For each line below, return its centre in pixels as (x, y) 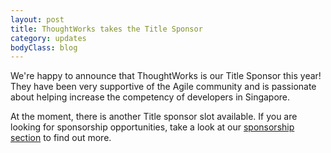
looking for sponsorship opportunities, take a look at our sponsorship (152, 127)
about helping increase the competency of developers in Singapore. (150, 97)
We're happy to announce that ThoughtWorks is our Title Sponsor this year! (166, 76)
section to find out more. (61, 138)
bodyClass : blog (44, 47)
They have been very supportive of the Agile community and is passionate (163, 87)
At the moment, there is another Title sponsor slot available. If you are (154, 117)
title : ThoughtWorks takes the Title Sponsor (106, 29)
